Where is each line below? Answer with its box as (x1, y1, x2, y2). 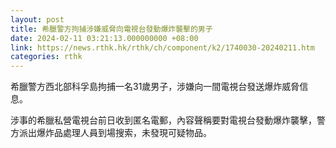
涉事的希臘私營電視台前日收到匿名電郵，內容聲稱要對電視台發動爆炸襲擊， (10, 114, 317, 126)
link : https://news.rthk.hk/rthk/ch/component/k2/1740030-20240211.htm (10, 42, 315, 53)
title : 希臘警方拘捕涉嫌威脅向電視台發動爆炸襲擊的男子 (10, 24, 213, 34)
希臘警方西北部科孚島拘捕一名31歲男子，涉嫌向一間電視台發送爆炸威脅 (10, 81, 300, 93)
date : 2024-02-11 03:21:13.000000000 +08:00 (10, 33, 199, 43)
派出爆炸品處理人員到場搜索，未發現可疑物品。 (18, 127, 212, 139)
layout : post (10, 14, 65, 25)
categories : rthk (10, 52, 83, 62)
